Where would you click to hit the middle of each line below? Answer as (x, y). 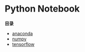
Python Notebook (42, 9)
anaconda (22, 33)
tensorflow (23, 44)
